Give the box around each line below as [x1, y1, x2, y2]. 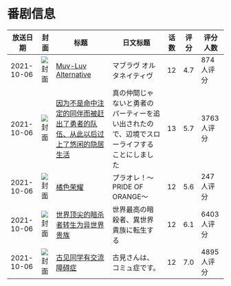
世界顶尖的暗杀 [56, 210, 104, 219]
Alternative [56, 69, 91, 79]
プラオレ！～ [112, 173, 154, 182]
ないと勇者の [112, 98, 154, 108]
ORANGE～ [112, 191, 148, 201]
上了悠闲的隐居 [56, 139, 104, 149]
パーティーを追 [112, 108, 160, 118]
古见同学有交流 [56, 252, 104, 262]
